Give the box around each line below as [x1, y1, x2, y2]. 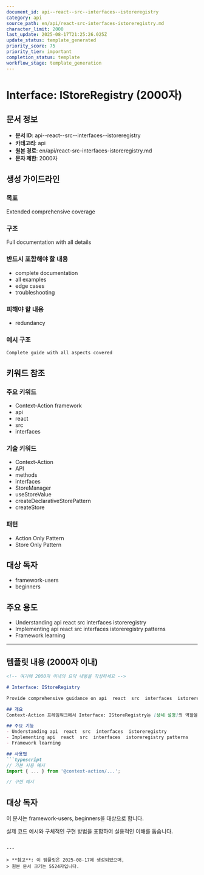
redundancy [15, 320, 46, 327]
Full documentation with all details [6, 238, 92, 246]
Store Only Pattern [15, 541, 62, 548]
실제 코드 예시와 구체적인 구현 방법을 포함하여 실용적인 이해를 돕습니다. [6, 827, 173, 835]
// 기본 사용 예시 [6, 762, 46, 768]
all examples [15, 276, 47, 283]
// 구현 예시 [6, 779, 35, 785]
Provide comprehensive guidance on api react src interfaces [6, 695, 172, 701]
